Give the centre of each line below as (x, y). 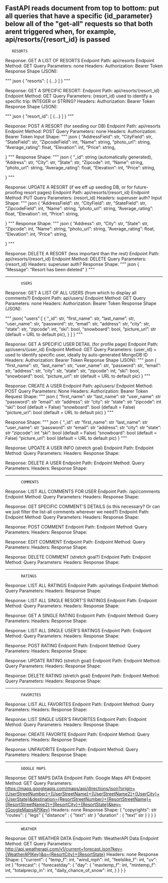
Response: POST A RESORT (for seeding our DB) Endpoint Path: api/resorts (83, 126)
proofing (14, 192)
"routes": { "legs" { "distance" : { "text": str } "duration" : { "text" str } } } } (81, 815)
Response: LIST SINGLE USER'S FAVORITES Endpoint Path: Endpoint (76, 719)
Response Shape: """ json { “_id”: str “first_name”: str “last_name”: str (76, 422)
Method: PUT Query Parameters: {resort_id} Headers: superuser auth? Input (83, 198)
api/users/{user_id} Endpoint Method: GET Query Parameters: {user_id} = (81, 349)
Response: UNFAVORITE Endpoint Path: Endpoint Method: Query (72, 749)
